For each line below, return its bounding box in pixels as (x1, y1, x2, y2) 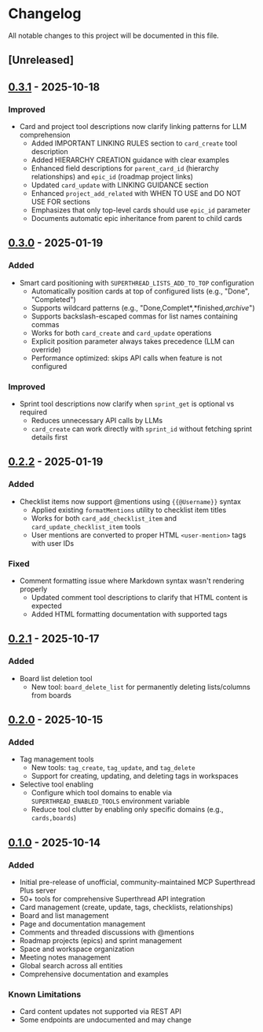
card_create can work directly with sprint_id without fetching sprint (31, 424, 253, 433)
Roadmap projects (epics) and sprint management (19, 936, 182, 945)
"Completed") (31, 294, 76, 304)
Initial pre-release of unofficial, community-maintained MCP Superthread (19, 878, 256, 887)
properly (19, 584, 48, 594)
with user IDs (31, 538, 75, 547)
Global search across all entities (19, 961, 123, 971)
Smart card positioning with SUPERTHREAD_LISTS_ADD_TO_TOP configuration (19, 278, 254, 287)
